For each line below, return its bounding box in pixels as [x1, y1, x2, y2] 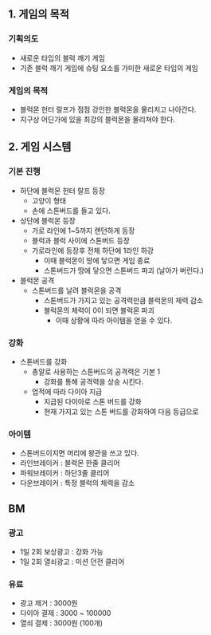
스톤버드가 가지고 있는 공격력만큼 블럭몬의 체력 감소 [43, 295, 204, 305]
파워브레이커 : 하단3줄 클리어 [19, 468, 110, 478]
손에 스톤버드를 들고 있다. [31, 206, 111, 215]
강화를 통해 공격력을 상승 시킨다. [43, 377, 144, 386]
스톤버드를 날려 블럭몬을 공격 [31, 286, 122, 295]
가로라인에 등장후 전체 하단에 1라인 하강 [31, 246, 154, 255]
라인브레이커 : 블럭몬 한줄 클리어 [19, 458, 120, 468]
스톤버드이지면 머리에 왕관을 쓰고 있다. [19, 448, 139, 458]
